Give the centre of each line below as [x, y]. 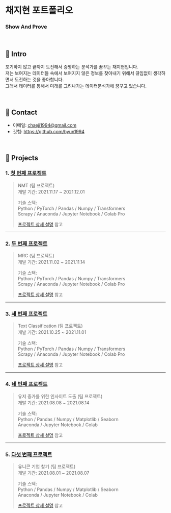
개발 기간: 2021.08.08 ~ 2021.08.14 [54, 402]
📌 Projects [22, 158]
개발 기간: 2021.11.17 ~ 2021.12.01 [51, 191]
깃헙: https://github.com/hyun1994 [49, 132]
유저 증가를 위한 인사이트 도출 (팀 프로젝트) [60, 396]
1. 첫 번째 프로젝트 [26, 173]
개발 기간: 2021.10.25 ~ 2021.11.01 [52, 332]
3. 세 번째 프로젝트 [26, 314]
